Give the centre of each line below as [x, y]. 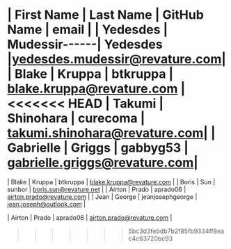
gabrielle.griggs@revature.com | [103, 163]
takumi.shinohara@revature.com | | [111, 133]
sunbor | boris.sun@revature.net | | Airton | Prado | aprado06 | [97, 189]
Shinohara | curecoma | [76, 119]
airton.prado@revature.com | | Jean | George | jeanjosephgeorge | [102, 196]
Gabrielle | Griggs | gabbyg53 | [98, 148]
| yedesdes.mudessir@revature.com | [117, 59]
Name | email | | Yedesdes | [88, 30]
